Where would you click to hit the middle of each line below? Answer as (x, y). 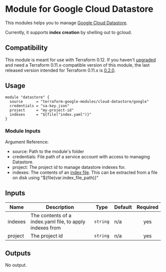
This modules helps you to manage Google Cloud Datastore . (66, 23)
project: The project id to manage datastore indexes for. (69, 167)
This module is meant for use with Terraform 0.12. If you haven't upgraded (81, 60)
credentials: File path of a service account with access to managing (81, 156)
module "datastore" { (27, 97)
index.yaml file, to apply (58, 222)
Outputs (18, 253)
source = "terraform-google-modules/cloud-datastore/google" (79, 101)
